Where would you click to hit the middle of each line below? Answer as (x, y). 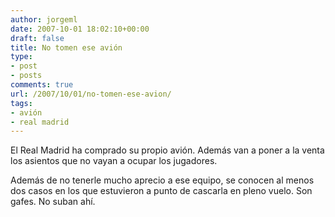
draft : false (37, 38)
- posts (26, 76)
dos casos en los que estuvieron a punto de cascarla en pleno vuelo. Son (161, 191)
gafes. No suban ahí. (53, 202)
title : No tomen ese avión (66, 47)
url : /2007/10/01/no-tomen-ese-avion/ (91, 94)
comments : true (42, 85)
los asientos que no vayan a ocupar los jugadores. (114, 161)
